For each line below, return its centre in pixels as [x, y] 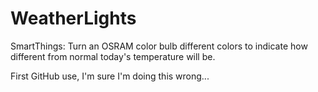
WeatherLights [73, 18]
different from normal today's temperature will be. [113, 56]
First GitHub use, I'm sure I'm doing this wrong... [110, 76]
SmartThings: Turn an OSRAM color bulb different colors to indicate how [159, 46]
